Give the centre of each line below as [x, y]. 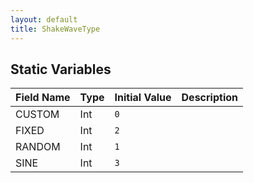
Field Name [43, 98]
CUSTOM [37, 114]
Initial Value [143, 98]
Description [209, 98]
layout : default [44, 19]
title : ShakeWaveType [55, 29]
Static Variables [61, 69]
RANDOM [38, 147]
